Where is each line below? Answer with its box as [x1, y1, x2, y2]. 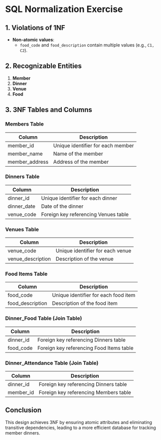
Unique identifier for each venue [55, 247, 132, 254]
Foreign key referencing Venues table [41, 211, 129, 218]
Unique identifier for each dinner [41, 194, 118, 201]
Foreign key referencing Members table [39, 389, 131, 396]
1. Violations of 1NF [5, 24, 66, 32]
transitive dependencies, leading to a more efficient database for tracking [5, 424, 156, 430]
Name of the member [53, 150, 103, 157]
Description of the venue [55, 255, 114, 262]
